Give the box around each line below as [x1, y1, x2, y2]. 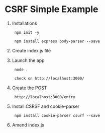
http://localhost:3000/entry [14, 94, 76, 99]
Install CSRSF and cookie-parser [12, 103, 80, 109]
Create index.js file [12, 47, 51, 53]
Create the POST [12, 85, 47, 91]
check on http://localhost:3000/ [14, 76, 84, 81]
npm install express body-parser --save [14, 39, 100, 44]
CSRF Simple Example [5, 4, 98, 15]
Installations [12, 20, 37, 26]
